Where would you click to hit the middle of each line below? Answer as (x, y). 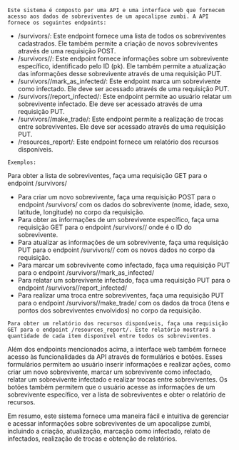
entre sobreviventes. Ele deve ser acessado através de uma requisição (122, 127)
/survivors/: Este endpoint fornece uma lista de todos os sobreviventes (122, 36)
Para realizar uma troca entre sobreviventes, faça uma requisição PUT (121, 295)
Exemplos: (22, 162)
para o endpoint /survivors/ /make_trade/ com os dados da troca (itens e (123, 303)
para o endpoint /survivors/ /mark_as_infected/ (86, 273)
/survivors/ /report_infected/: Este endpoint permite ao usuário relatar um (124, 96)
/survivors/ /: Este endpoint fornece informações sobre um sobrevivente (123, 58)
